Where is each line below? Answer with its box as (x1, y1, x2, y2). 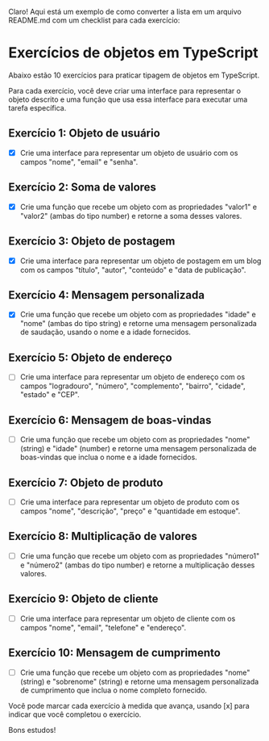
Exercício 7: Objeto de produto (8, 475, 163, 489)
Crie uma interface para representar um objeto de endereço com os (19, 372, 246, 382)
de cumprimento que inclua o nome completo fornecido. (19, 685, 208, 695)
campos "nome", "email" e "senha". (19, 157, 139, 166)
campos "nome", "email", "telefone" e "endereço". (19, 622, 187, 632)
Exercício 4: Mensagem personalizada (8, 288, 205, 302)
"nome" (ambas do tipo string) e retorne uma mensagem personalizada (19, 319, 258, 329)
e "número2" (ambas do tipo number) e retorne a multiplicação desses (19, 560, 255, 570)
